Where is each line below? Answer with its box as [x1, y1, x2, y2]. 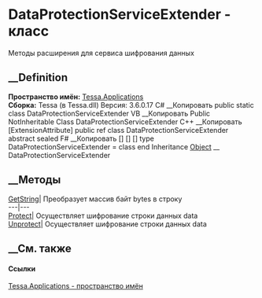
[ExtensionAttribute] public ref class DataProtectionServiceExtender [8, 125, 229, 134]
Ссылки [8, 263, 36, 273]
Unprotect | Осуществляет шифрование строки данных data [8, 219, 207, 229]
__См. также [8, 241, 72, 255]
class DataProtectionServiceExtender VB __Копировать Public [8, 109, 211, 118]
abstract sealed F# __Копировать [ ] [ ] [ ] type [8, 134, 155, 143]
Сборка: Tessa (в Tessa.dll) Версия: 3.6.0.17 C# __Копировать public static [8, 100, 254, 109]
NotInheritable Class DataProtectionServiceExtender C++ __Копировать [8, 116, 242, 127]
